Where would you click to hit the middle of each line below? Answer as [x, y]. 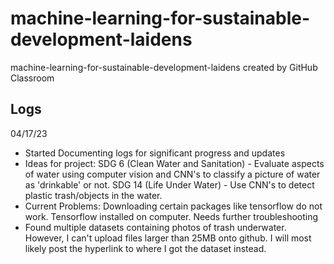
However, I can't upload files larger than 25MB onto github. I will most [168, 238]
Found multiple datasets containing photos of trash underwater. [155, 227]
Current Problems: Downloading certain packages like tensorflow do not [173, 206]
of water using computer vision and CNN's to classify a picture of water [172, 174]
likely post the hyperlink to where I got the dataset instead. [145, 248]
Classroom [32, 78]
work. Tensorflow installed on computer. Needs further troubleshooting [171, 216]
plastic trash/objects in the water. [93, 195]
